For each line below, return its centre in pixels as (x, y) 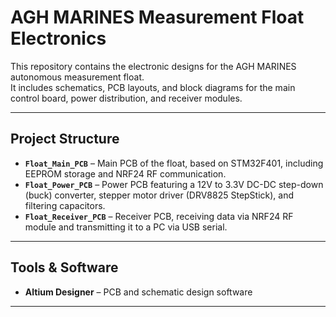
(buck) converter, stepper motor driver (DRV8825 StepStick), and (159, 195)
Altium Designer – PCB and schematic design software (138, 292)
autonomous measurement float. (77, 77)
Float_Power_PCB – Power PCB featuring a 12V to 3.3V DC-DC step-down (174, 184)
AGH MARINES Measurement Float (157, 17)
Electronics (58, 38)
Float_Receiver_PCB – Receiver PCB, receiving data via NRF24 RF (159, 216)
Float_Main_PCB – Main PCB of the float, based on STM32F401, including (174, 163)
